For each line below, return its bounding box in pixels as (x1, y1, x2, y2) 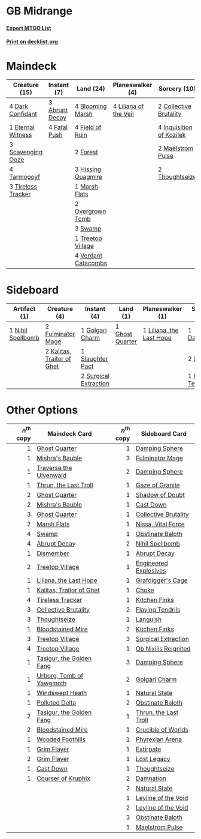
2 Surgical (80, 372, 109, 380)
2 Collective (157, 102, 192, 110)
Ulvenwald (36, 471, 67, 480)
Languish (135, 615, 162, 624)
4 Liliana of (112, 102, 144, 110)
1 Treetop (74, 234, 103, 242)
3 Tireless (9, 182, 38, 191)
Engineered (135, 559, 169, 567)
